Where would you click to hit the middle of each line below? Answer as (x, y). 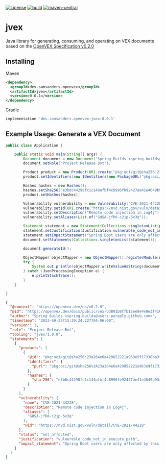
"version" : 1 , (24, 325)
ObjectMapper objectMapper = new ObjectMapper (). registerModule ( (91, 257)
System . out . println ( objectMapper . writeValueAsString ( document (96, 267)
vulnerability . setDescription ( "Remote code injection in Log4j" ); (92, 213)
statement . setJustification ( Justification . (68, 231)
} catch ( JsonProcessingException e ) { (64, 271)
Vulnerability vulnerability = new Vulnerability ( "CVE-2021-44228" (93, 203)
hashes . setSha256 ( (42, 190)
